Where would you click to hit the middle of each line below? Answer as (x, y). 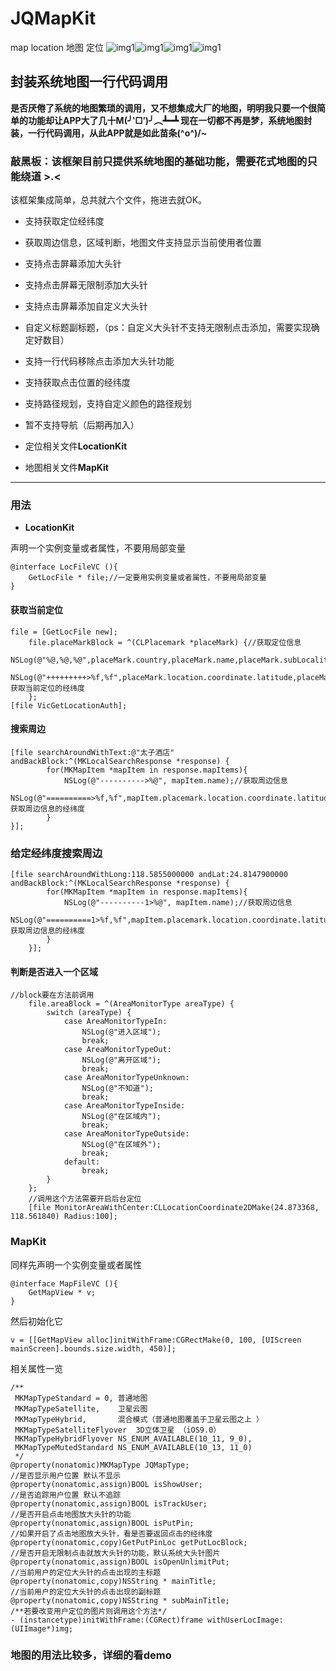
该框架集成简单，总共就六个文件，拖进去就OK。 (109, 200)
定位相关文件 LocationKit (76, 446)
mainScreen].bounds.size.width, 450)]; (93, 1348)
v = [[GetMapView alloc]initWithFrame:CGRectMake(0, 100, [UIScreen (156, 1340)
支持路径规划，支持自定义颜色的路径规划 (108, 404)
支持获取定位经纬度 (64, 221)
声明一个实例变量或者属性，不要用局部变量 (98, 548)
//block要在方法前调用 (52, 995)
